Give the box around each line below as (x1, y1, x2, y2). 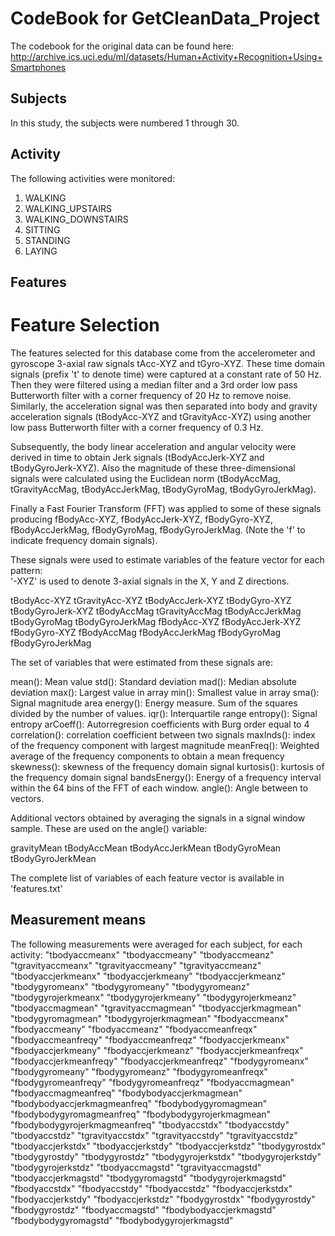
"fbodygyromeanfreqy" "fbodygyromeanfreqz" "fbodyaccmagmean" (10, 1076, 295, 1088)
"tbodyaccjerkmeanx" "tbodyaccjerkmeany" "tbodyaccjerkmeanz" (10, 970, 286, 982)
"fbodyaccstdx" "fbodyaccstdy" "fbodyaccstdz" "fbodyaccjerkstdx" (10, 1182, 293, 1194)
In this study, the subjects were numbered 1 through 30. (10, 117, 240, 129)
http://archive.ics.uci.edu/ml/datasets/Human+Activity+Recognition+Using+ (10, 50, 323, 62)
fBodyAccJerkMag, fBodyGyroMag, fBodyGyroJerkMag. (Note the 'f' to (10, 523, 306, 536)
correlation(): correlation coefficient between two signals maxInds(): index (10, 728, 316, 741)
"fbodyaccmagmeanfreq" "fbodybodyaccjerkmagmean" (10, 1087, 243, 1099)
